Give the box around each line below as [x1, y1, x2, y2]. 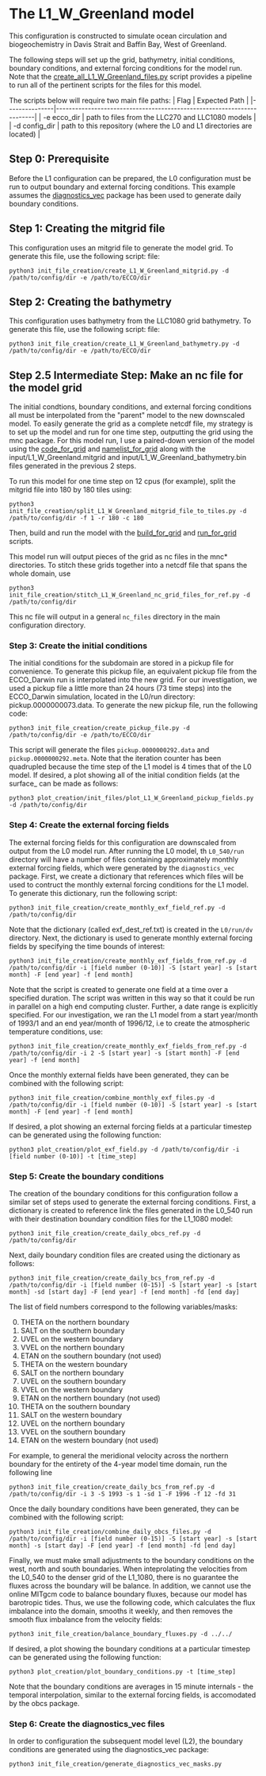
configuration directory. [9, 620, 86, 630]
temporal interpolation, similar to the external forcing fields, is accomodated [9, 1690, 256, 1700]
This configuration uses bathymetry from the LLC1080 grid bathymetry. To [9, 316, 252, 326]
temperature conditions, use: [9, 1026, 104, 1037]
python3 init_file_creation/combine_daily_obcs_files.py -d [9, 1528, 212, 1536]
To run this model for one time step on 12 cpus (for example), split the [9, 477, 236, 486]
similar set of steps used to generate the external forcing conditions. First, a [9, 1197, 256, 1207]
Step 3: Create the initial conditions [9, 640, 148, 651]
